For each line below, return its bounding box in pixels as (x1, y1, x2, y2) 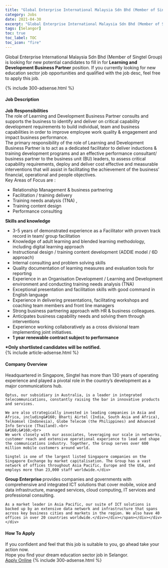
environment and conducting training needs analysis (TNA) (12, 281, 134, 287)
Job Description (5, 97, 39, 103)
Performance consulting (12, 208, 62, 214)
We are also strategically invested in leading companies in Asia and (5, 410, 155, 415)
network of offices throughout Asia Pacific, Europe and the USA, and (5, 463, 155, 468)
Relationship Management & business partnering (12, 186, 113, 193)
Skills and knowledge (5, 218, 51, 224)
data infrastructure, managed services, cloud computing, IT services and (5, 487, 155, 493)
